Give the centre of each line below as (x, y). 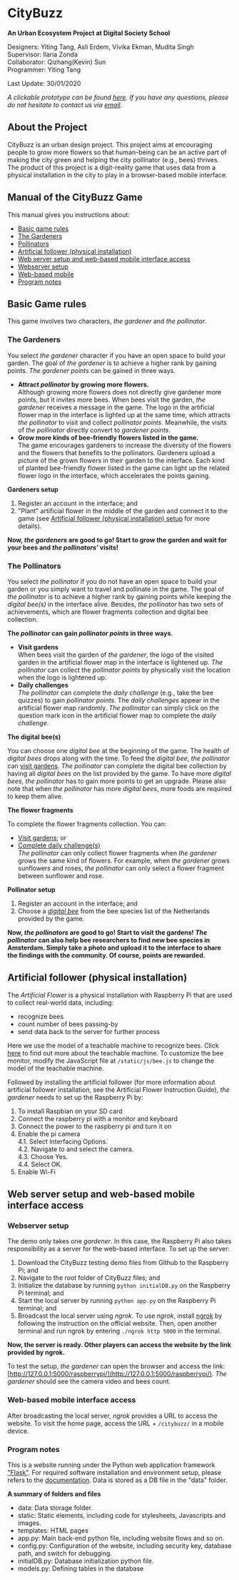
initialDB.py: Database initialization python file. (86, 1561)
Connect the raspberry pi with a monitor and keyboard (98, 1118)
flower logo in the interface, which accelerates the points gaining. (114, 475)
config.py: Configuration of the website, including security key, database (124, 1546)
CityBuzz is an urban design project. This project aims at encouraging (110, 144)
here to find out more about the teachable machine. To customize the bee (116, 1053)
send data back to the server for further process (89, 1031)
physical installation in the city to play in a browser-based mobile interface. (118, 175)
